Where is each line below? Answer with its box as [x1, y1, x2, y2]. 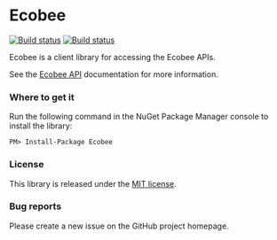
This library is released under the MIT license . [9, 178, 177, 189]
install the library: [9, 120, 73, 131]
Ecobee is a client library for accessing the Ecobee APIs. [9, 51, 216, 62]
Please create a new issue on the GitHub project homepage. [9, 221, 229, 231]
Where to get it [9, 90, 75, 103]
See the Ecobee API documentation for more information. [9, 68, 219, 80]
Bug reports [9, 200, 62, 213]
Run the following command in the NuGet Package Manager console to [9, 112, 269, 122]
